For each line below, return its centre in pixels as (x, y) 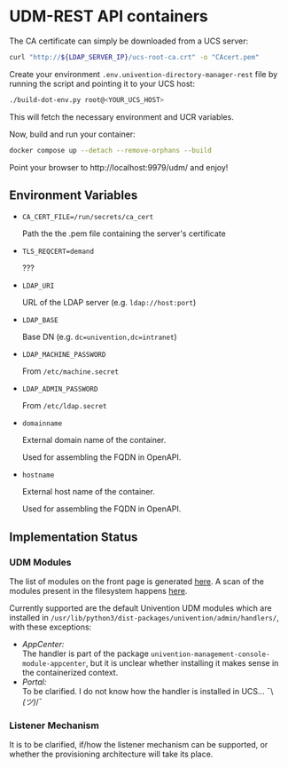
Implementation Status (74, 537)
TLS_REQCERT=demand (58, 252)
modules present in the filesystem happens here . (98, 591)
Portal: (34, 682)
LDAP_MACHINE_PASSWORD (64, 355)
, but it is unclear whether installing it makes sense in (182, 663)
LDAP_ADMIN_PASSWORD (60, 389)
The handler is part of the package (85, 653)
